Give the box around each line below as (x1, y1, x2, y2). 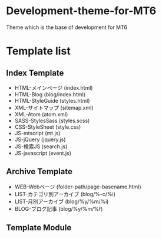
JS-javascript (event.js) (14, 149, 72, 157)
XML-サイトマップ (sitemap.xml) (14, 104, 94, 111)
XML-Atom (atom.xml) (14, 110, 68, 118)
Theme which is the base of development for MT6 (6, 24, 128, 31)
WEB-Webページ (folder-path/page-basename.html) (14, 183, 141, 190)
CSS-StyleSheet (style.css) (14, 123, 81, 131)
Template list (6, 44, 71, 58)
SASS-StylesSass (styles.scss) (14, 117, 90, 124)
